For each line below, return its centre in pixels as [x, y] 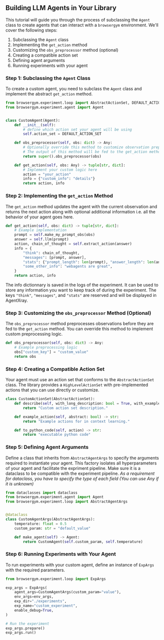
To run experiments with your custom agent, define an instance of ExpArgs [80, 564]
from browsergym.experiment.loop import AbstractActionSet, [68, 103]
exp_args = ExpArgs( [27, 588]
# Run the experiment [27, 623]
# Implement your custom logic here [60, 170]
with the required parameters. [35, 570]
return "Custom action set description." [66, 408]
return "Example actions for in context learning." [77, 421]
